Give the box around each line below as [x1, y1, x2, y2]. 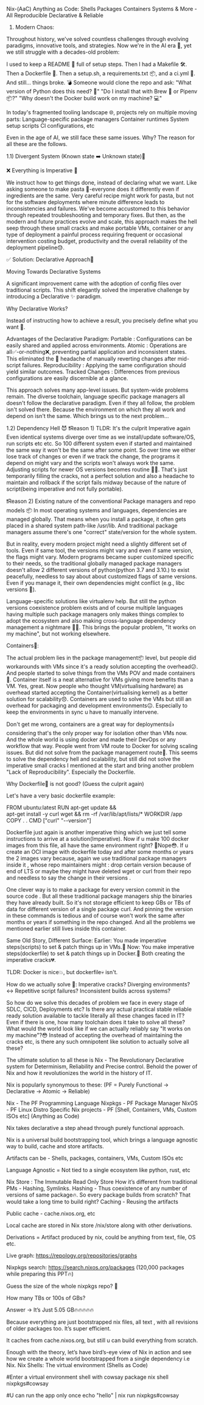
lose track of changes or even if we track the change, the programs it [6, 453, 180, 460]
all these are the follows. [6, 141, 68, 147]
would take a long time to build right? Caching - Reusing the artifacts [6, 1198, 178, 1205]
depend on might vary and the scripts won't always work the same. [6, 460, 175, 466]
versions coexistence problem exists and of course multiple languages [6, 604, 183, 611]
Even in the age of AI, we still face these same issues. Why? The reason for [6, 134, 195, 141]
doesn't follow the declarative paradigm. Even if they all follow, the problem [6, 400, 195, 406]
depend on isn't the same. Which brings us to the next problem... [6, 413, 169, 419]
